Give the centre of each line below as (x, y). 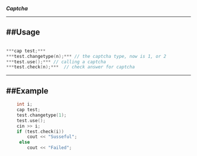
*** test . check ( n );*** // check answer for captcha (70, 67)
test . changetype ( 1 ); (42, 115)
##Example (27, 91)
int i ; (25, 105)
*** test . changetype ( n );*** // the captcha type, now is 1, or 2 (86, 56)
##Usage (23, 32)
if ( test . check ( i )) (40, 131)
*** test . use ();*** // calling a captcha (56, 62)
